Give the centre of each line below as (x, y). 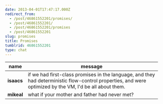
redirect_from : (20, 14)
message (92, 66)
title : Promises (21, 41)
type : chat (16, 50)
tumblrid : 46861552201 (28, 45)
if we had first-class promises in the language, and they (91, 74)
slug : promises (20, 37)
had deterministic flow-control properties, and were (87, 80)
